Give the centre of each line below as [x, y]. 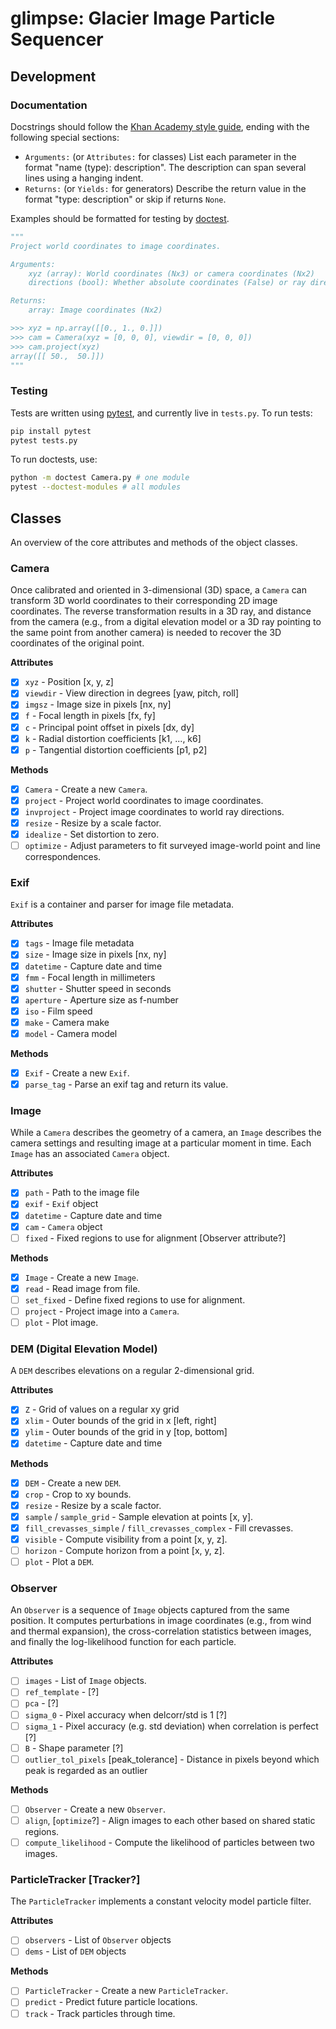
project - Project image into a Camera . [102, 1311]
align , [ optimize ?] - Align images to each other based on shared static [170, 1820]
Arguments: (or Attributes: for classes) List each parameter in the [160, 156]
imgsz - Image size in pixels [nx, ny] [98, 704]
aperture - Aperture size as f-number [101, 999]
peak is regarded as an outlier [86, 1770]
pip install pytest [51, 431]
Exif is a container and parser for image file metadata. [122, 904]
